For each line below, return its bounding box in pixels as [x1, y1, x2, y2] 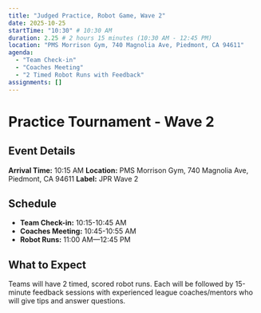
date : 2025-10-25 [8, 19, 66, 27]
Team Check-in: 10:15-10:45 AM [19, 218, 127, 228]
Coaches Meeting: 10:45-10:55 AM [19, 226, 137, 236]
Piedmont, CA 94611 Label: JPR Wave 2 [8, 174, 139, 183]
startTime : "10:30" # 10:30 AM [8, 26, 113, 34]
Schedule [8, 197, 57, 210]
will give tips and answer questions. [8, 296, 126, 306]
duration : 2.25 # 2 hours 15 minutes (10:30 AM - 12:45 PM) [8, 33, 213, 42]
